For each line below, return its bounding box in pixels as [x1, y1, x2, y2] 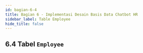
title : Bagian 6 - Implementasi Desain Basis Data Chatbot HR [5, 12, 138, 17]
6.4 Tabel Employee [5, 39, 64, 48]
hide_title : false [5, 21, 44, 26]
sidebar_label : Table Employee [5, 16, 71, 21]
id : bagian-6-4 [5, 7, 37, 12]
